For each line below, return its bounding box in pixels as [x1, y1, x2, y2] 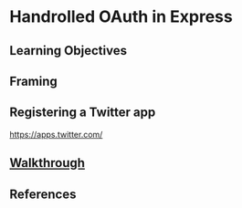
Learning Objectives [9, 43, 128, 58]
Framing [9, 73, 58, 88]
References [9, 186, 77, 202]
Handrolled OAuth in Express [9, 6, 233, 27]
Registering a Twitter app [9, 105, 156, 120]
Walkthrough [9, 155, 85, 171]
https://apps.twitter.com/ [9, 129, 103, 140]
